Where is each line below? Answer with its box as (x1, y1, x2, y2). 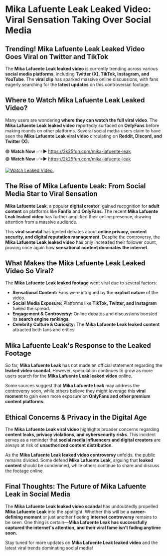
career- (130, 509, 146, 515)
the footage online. (5, 468, 44, 474)
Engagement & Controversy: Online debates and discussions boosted (12, 311, 158, 317)
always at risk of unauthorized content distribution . (5, 442, 113, 448)
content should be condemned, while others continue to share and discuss (5, 463, 160, 469)
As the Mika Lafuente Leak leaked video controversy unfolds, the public (5, 452, 156, 458)
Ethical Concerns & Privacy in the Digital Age (5, 413, 147, 422)
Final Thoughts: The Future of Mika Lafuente (5, 482, 147, 491)
